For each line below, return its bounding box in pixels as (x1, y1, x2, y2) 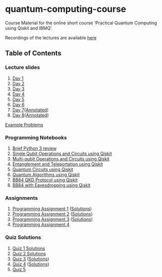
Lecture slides (5, 64, 40, 71)
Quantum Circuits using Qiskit (12, 166, 73, 172)
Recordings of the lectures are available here (5, 35, 97, 41)
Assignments (5, 194, 38, 201)
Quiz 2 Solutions (12, 250, 46, 256)
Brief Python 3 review (12, 145, 57, 151)
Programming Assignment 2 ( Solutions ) (12, 211, 93, 217)
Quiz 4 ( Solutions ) (12, 261, 50, 267)
